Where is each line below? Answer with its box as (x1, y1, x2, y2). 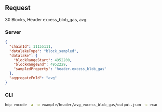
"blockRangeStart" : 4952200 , (13, 57, 72, 62)
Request (5, 4, 31, 12)
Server (5, 28, 22, 35)
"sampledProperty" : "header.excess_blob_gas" (13, 67, 107, 71)
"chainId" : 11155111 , (9, 44, 53, 49)
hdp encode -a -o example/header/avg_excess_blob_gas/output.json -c (5, 102, 148, 108)
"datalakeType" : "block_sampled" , (9, 48, 79, 54)
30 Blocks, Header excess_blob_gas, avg (5, 16, 87, 22)
